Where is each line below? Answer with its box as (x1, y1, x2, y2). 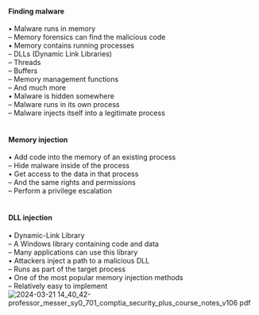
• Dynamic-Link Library (8, 230, 85, 240)
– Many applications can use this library (8, 247, 138, 257)
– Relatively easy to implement (8, 281, 108, 290)
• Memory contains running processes (8, 40, 135, 51)
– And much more (8, 83, 66, 93)
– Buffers (8, 66, 38, 75)
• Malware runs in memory (8, 24, 96, 33)
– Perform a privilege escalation (8, 186, 113, 196)
